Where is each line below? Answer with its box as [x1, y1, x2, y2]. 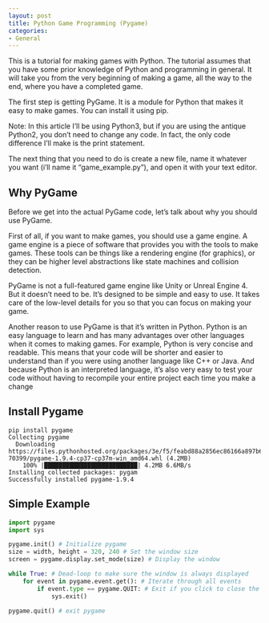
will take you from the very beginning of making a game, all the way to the [8, 73, 252, 83]
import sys [8, 526, 45, 534]
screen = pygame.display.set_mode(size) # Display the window [8, 556, 220, 564]
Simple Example [8, 497, 90, 511]
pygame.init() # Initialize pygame [8, 540, 127, 548]
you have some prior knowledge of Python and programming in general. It [8, 65, 252, 75]
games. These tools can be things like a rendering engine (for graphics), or [8, 248, 255, 258]
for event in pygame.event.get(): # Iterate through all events [22, 577, 242, 585]
